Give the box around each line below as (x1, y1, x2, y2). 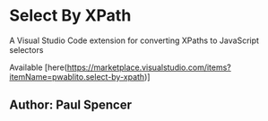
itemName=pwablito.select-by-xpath (9, 71, 145, 82)
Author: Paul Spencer (9, 98, 133, 113)
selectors (9, 44, 44, 55)
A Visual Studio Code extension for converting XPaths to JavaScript (9, 35, 260, 46)
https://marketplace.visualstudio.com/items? (66, 62, 231, 73)
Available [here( (9, 62, 67, 73)
